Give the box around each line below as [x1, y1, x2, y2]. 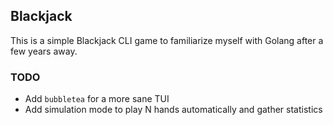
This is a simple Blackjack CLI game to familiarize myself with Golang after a [10, 34, 324, 46]
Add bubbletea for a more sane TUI [24, 93, 170, 105]
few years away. [10, 45, 78, 57]
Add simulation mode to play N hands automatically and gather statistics [24, 104, 323, 116]
